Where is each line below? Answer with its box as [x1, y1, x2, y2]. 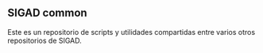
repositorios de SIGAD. [7, 36, 83, 45]
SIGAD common [7, 6, 88, 20]
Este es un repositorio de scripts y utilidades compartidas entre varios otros [7, 27, 256, 36]
